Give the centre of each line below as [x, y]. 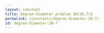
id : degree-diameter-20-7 [31, 23]
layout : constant [23, 9]
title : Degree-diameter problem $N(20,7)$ [49, 14]
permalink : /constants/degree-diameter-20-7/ [52, 18]
